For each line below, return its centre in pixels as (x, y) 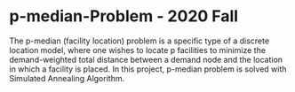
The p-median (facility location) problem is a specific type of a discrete (139, 41)
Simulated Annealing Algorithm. (67, 78)
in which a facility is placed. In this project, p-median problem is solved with (148, 69)
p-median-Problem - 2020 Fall (124, 16)
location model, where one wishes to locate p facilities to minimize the (138, 50)
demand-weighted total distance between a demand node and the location (146, 59)
